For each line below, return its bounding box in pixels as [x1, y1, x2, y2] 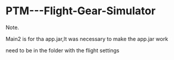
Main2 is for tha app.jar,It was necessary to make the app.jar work [5, 35, 169, 42]
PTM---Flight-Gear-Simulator [5, 4, 156, 18]
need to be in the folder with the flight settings [5, 46, 120, 54]
